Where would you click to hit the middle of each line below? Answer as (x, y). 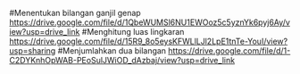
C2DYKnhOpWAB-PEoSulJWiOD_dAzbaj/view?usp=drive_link (122, 60)
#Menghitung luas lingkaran (133, 32)
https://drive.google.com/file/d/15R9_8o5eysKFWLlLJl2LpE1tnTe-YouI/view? (149, 41)
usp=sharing (33, 51)
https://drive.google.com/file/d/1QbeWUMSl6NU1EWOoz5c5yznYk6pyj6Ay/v (150, 22)
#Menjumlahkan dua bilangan (112, 51)
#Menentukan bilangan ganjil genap (75, 13)
